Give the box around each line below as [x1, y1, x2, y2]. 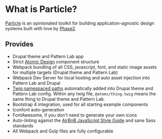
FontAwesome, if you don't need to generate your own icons [12, 112, 137, 118]
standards [12, 122, 33, 128]
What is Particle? [5, 4, 77, 15]
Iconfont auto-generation [12, 106, 64, 112]
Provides [5, 40, 33, 49]
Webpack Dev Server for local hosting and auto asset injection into [12, 74, 150, 81]
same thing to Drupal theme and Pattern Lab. [12, 96, 105, 102]
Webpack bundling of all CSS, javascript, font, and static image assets [12, 64, 157, 70]
